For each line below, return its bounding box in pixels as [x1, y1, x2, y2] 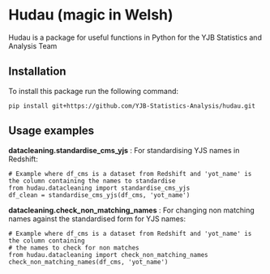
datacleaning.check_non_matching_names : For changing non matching [8, 205, 255, 215]
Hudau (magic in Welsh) [8, 6, 174, 24]
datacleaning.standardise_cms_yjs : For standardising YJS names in [8, 145, 240, 155]
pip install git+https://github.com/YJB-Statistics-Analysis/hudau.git [8, 101, 255, 110]
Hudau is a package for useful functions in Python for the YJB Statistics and [8, 32, 262, 42]
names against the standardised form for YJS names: [8, 213, 186, 224]
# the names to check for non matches [8, 243, 139, 252]
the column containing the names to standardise [8, 177, 176, 185]
